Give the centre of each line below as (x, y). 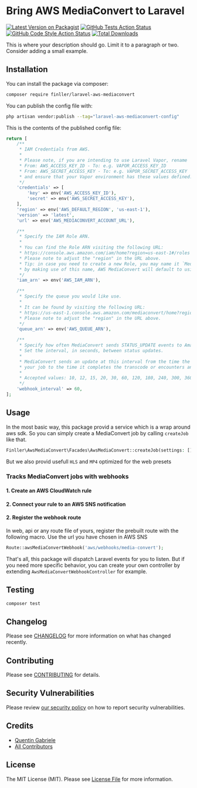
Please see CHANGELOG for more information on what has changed (89, 636)
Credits (20, 726)
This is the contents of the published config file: (64, 128)
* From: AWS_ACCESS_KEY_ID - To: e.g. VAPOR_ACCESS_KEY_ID (93, 166)
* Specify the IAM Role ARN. (55, 236)
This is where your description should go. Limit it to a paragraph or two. (92, 45)
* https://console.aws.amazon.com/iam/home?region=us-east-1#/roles (105, 253)
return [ (17, 138)
